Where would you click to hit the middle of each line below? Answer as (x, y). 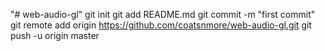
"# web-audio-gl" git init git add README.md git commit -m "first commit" (163, 14)
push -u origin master (55, 35)
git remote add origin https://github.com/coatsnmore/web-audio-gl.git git (161, 25)
